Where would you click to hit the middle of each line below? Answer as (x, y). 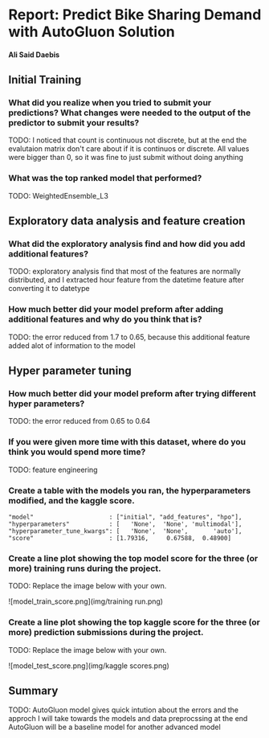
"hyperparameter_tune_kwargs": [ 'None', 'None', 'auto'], (125, 531)
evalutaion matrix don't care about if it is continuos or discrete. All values (129, 149)
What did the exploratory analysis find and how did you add (127, 244)
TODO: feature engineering (53, 469)
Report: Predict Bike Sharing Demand (135, 15)
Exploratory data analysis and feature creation (127, 221)
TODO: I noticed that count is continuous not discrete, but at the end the (128, 140)
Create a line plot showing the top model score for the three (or (133, 558)
